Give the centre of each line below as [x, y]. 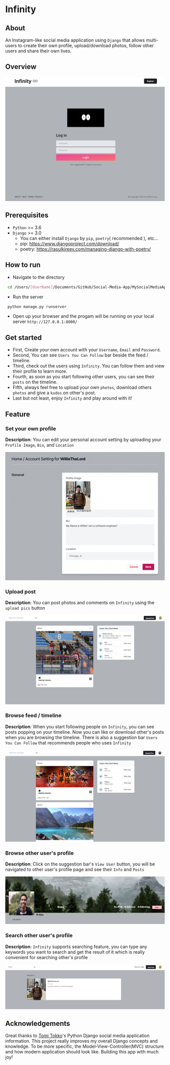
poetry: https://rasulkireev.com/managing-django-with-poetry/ [86, 249]
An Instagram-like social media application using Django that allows [75, 40]
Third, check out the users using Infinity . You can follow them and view [89, 366]
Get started [24, 338]
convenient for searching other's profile [47, 957]
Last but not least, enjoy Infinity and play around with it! [72, 398]
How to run [23, 265]
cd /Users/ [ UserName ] [30, 287]
